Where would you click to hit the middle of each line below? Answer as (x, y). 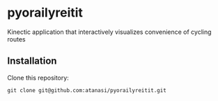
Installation (32, 61)
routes (16, 39)
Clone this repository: (38, 77)
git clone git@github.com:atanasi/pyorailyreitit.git (87, 90)
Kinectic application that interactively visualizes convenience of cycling (109, 32)
